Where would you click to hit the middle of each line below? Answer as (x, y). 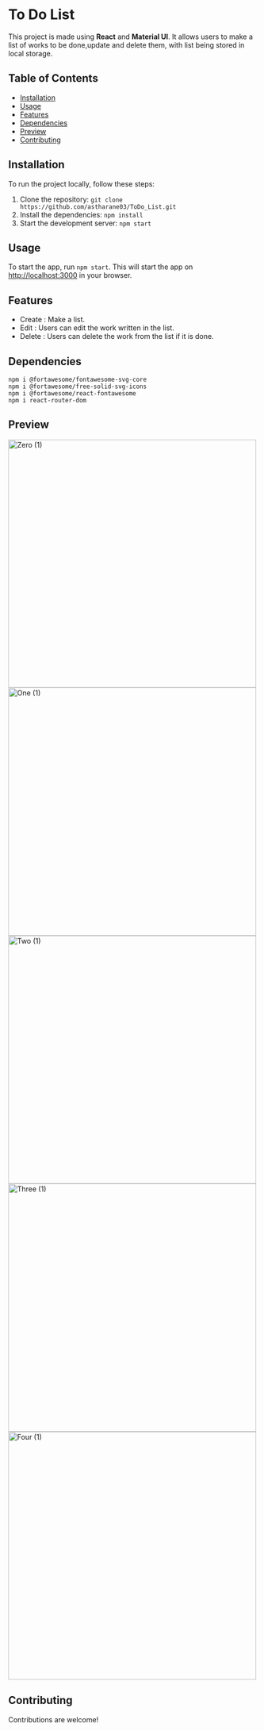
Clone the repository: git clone (71, 199)
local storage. (31, 53)
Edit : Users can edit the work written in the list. (97, 328)
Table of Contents (54, 78)
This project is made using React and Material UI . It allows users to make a (131, 37)
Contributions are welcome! (54, 1719)
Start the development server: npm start (86, 223)
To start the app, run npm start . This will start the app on (101, 267)
